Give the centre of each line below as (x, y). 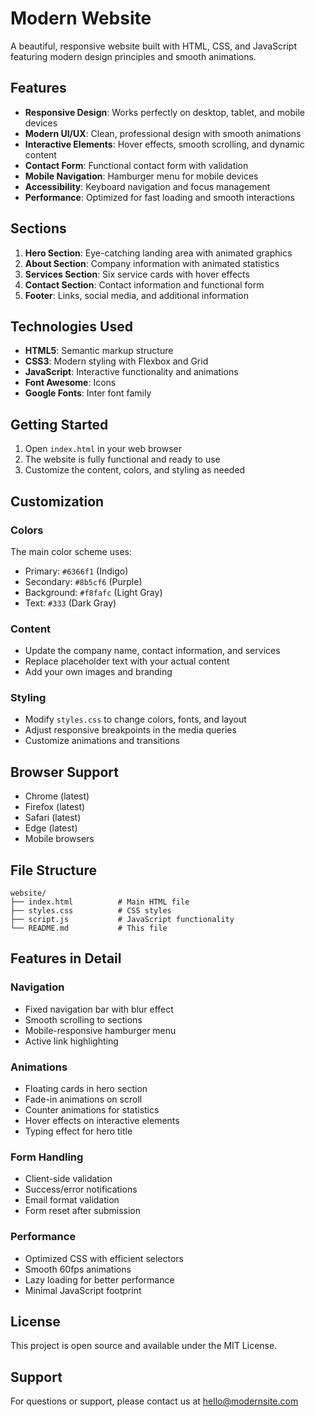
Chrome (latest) (57, 796)
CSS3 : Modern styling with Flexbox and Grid (116, 361)
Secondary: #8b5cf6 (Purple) (83, 581)
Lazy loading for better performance (99, 1279)
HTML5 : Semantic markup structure (99, 351)
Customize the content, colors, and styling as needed (135, 470)
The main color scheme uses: (71, 551)
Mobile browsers (59, 839)
